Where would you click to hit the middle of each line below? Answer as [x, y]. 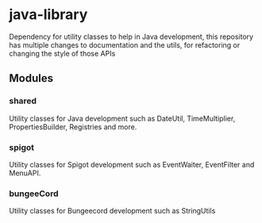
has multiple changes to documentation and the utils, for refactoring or [125, 44]
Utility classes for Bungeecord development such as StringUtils [112, 211]
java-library [48, 15]
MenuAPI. [25, 173]
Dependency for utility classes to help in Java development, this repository [131, 37]
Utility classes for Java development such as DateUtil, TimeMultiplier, [122, 118]
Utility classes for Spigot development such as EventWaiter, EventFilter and [132, 164]
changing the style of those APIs [62, 53]
